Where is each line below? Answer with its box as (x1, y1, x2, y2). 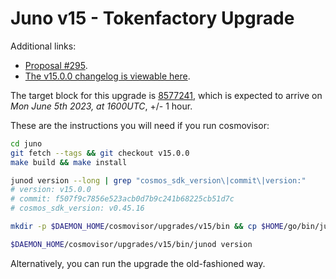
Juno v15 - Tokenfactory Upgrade (10, 7, 295, 30)
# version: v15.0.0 (10, 185, 92, 195)
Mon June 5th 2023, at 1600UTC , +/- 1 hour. (10, 100, 193, 112)
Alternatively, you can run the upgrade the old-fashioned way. (10, 257, 266, 269)
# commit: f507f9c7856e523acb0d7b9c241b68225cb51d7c (10, 194, 235, 204)
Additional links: (10, 40, 77, 52)
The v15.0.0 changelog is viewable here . (24, 70, 191, 82)
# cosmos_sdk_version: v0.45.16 (10, 203, 145, 214)
